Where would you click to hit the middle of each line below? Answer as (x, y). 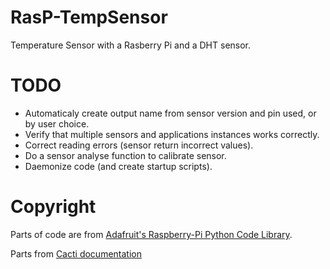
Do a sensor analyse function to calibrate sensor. (125, 155)
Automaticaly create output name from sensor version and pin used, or (170, 113)
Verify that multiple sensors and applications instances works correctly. (172, 134)
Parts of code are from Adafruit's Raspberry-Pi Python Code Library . (151, 234)
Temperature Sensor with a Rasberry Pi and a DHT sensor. (131, 45)
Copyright (53, 207)
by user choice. (57, 123)
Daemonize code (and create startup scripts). (118, 166)
